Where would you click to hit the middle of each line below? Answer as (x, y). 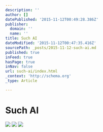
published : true (22, 52)
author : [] (17, 15)
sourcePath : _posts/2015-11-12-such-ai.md (51, 48)
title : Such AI (21, 39)
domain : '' (21, 29)
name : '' (19, 34)
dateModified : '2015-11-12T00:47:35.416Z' (51, 43)
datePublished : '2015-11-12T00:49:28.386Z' (52, 19)
